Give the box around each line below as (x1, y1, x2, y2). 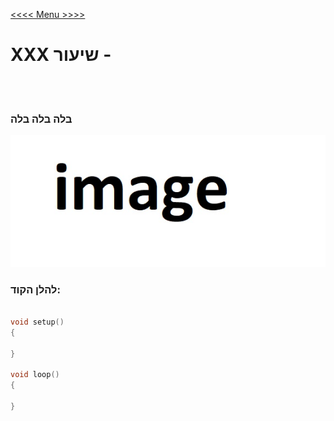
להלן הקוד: (10, 282, 61, 296)
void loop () (10, 370, 60, 380)
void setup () (10, 317, 65, 327)
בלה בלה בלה (10, 112, 73, 126)
